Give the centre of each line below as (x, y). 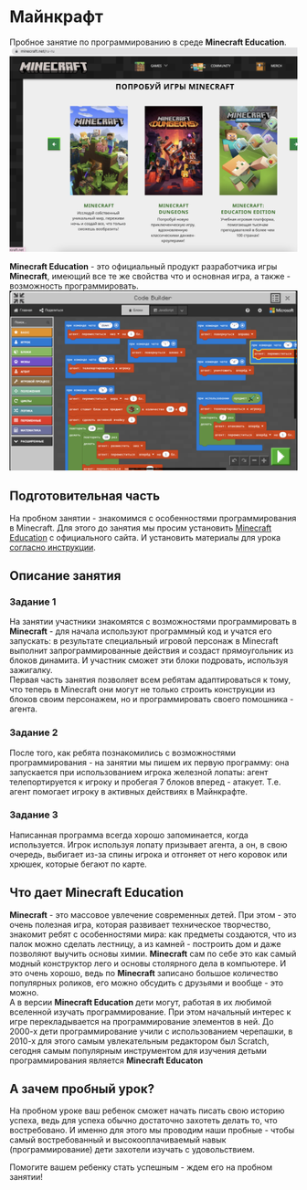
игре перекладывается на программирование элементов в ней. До (142, 1021)
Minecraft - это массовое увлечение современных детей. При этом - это (153, 914)
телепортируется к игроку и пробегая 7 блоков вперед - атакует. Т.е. (145, 782)
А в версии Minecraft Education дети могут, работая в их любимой (141, 1002)
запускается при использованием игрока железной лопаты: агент (139, 772)
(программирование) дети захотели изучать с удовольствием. (132, 1150)
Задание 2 (34, 732)
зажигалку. (31, 670)
